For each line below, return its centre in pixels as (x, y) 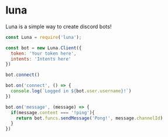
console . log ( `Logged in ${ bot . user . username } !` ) (71, 91)
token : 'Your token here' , (44, 54)
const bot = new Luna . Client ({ (44, 48)
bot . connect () (23, 75)
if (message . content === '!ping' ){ (53, 112)
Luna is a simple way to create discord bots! (59, 26)
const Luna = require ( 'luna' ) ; (44, 37)
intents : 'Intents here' (41, 59)
